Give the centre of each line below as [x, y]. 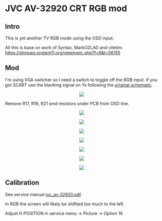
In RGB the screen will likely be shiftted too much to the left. [65, 204]
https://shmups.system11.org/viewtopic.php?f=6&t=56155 [63, 53]
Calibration [22, 183]
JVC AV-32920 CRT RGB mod [66, 9]
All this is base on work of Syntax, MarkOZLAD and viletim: [64, 47]
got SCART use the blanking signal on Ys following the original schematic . [79, 85]
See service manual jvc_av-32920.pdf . [44, 194]
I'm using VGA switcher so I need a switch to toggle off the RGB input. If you [81, 80]
